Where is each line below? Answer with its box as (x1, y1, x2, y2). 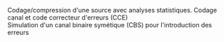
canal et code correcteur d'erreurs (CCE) (7, 13, 128, 22)
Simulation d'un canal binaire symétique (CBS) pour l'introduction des (7, 21, 213, 29)
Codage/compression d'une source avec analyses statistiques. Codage (7, 6, 218, 14)
